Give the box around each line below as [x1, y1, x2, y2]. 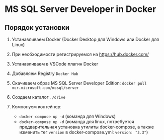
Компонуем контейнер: [11, 104, 62, 110]
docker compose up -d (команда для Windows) [19, 113, 116, 119]
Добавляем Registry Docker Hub [11, 70, 79, 76]
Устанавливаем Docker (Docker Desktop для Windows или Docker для [11, 36, 160, 42]
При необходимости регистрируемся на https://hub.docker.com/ [11, 51, 149, 57]
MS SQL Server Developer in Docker [4, 3, 157, 15]
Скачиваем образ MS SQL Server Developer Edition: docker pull [11, 80, 147, 86]
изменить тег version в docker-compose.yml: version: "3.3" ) [19, 129, 148, 135]
